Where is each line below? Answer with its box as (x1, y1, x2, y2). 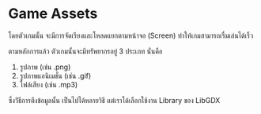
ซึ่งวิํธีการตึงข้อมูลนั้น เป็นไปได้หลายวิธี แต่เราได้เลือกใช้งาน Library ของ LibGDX (8, 95, 221, 105)
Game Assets (8, 5, 98, 23)
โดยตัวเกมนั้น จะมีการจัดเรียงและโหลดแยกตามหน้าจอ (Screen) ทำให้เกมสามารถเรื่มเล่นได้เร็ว (8, 31, 254, 40)
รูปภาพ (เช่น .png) (19, 62, 71, 72)
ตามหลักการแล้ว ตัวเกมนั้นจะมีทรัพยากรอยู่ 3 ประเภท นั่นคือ (8, 46, 163, 56)
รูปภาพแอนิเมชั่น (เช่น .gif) (19, 71, 92, 80)
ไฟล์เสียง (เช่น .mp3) (19, 79, 78, 89)
